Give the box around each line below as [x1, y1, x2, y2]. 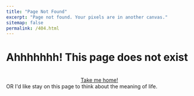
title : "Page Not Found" [6, 8, 67, 15]
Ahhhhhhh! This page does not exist [6, 51, 188, 64]
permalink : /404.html [6, 25, 60, 31]
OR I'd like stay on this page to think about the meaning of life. [6, 83, 158, 90]
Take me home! [80, 76, 118, 84]
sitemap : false [6, 20, 44, 25]
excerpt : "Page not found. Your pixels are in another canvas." [6, 14, 168, 20]
